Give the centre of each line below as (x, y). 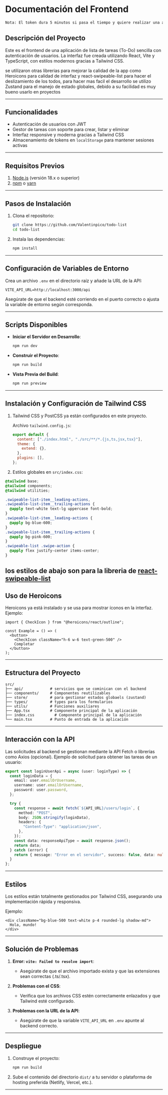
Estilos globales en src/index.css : (48, 472)
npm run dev (25, 346)
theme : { (26, 444)
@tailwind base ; (22, 481)
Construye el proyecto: (36, 1058)
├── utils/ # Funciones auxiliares (52, 706)
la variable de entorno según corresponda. (49, 304)
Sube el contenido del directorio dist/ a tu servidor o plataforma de (82, 1077)
